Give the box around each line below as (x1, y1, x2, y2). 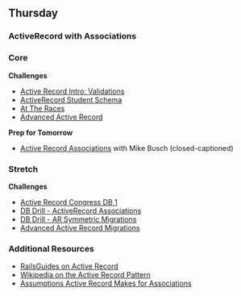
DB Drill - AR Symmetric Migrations (19, 214, 137, 224)
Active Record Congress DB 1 (19, 197, 118, 206)
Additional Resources (8, 243, 94, 254)
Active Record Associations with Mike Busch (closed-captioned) (19, 143, 234, 152)
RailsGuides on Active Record (19, 261, 118, 271)
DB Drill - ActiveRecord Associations (19, 206, 142, 215)
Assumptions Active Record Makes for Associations (19, 278, 192, 289)
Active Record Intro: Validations (19, 86, 125, 96)
